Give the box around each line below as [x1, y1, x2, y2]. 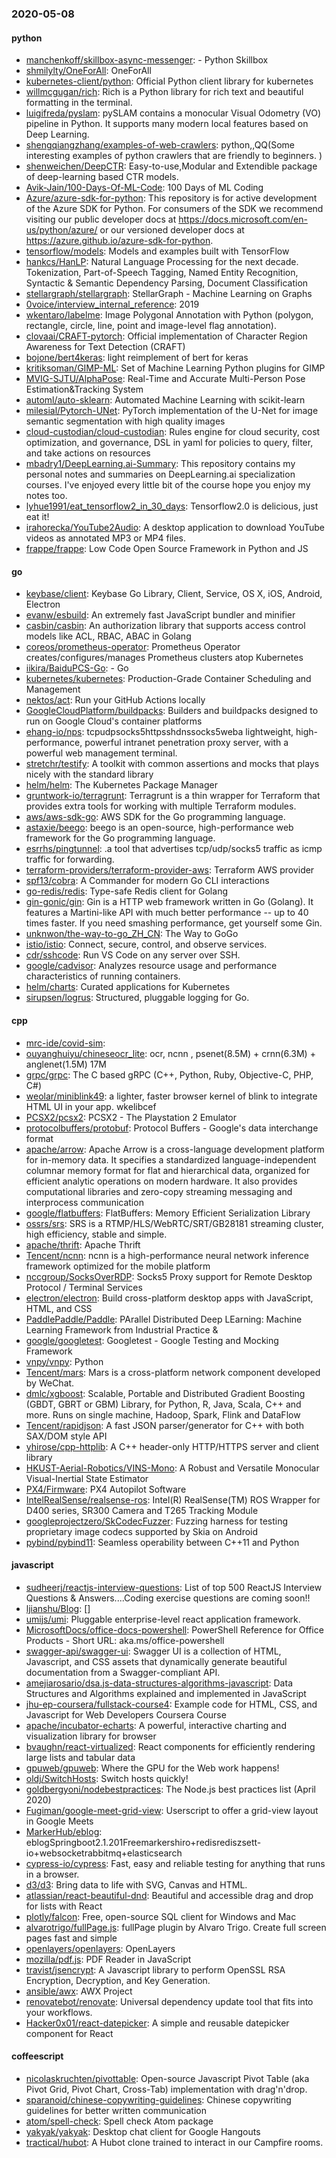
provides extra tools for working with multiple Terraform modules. [25, 800, 297, 812]
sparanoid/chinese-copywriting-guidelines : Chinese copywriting [25, 2093, 292, 2106]
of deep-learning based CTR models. [25, 171, 179, 183]
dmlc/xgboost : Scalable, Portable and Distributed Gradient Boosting [25, 1387, 306, 1399]
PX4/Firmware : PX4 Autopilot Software [25, 1483, 187, 1495]
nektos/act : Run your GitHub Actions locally [25, 694, 206, 706]
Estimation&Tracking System [25, 383, 144, 396]
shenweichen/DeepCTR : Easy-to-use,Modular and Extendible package [25, 160, 318, 172]
